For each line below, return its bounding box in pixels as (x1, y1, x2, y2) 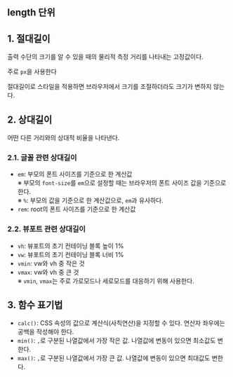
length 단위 (7, 6, 55, 19)
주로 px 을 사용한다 (7, 67, 58, 76)
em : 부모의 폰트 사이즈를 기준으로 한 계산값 (17, 170, 133, 179)
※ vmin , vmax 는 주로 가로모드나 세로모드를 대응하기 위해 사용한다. (17, 276, 194, 285)
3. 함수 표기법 (7, 299, 63, 310)
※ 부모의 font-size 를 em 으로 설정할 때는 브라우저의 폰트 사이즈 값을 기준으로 (17, 179, 227, 187)
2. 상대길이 (7, 114, 53, 125)
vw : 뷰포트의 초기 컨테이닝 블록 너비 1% (17, 250, 124, 259)
